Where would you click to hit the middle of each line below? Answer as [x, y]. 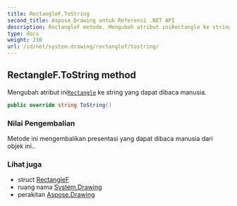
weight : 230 [25, 40]
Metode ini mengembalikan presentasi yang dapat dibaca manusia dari [110, 138]
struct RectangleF [43, 180]
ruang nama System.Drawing [60, 187]
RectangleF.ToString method [72, 75]
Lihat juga [25, 164]
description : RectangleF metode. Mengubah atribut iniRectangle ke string [120, 27]
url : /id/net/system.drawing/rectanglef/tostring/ [83, 47]
